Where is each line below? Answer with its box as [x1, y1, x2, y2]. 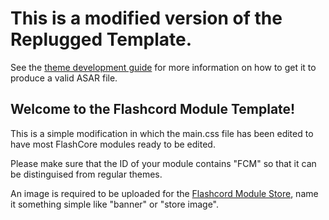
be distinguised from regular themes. [10, 168, 163, 180]
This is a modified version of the [10, 7, 283, 30]
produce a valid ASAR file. [10, 72, 118, 84]
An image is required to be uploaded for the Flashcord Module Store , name [10, 187, 319, 199]
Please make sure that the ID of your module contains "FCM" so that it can [10, 157, 317, 169]
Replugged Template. [10, 28, 192, 51]
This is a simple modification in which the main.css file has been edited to [10, 127, 314, 139]
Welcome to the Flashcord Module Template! [10, 101, 296, 118]
